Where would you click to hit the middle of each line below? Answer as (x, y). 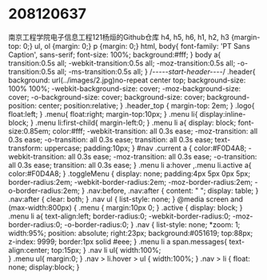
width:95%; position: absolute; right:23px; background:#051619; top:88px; (131, 233)
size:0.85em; (30, 131)
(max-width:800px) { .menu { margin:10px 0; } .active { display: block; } (126, 207)
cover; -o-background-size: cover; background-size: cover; (107, 97)
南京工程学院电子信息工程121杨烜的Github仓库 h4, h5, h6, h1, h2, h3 (119, 37)
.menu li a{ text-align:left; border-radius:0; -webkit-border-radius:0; (120, 216)
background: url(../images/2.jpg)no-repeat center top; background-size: (127, 80)
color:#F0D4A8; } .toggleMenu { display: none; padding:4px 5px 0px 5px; (129, 174)
